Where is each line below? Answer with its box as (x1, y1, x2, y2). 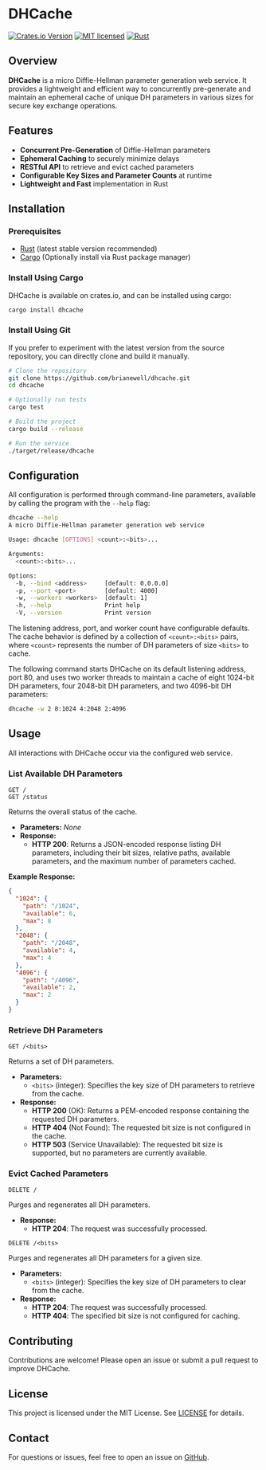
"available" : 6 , (22, 909, 77, 917)
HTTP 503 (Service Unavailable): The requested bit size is (31, 1140, 223, 1150)
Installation (8, 202, 65, 215)
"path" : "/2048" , (22, 939, 80, 947)
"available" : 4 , (22, 947, 77, 955)
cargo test (8, 403, 45, 411)
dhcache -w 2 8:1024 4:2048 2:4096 (8, 705, 127, 713)
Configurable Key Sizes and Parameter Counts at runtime (19, 171, 213, 180)
